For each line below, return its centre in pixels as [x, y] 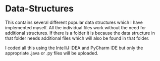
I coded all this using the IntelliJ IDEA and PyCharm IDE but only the [74, 48]
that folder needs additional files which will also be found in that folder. [77, 38]
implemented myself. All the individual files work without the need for [76, 27]
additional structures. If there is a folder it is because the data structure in [80, 33]
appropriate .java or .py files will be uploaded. [52, 53]
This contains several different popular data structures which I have [74, 22]
